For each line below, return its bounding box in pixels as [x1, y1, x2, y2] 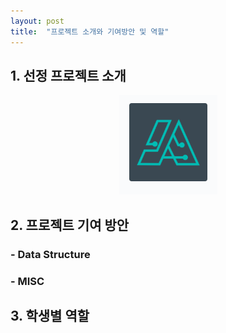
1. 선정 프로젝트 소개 [10, 67, 127, 84]
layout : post [10, 16, 65, 26]
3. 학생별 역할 [10, 307, 90, 324]
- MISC [10, 274, 45, 288]
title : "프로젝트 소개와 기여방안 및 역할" [10, 26, 170, 37]
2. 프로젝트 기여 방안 [10, 216, 130, 234]
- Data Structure [10, 247, 91, 261]
